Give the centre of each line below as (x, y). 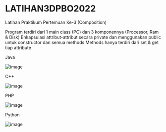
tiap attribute (18, 47)
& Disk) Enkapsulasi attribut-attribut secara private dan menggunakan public (83, 37)
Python (12, 115)
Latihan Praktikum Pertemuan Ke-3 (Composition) (56, 22)
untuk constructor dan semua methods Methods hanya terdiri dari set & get (82, 42)
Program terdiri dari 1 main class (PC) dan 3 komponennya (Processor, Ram (82, 32)
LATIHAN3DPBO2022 (51, 9)
